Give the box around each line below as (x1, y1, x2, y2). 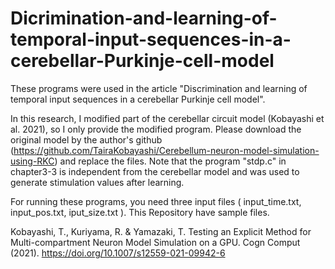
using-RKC (10, 155, 55, 167)
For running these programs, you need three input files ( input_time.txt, (10, 195, 302, 207)
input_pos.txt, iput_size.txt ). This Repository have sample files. (10, 206, 270, 218)
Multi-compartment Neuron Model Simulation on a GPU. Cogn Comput (10, 236, 301, 248)
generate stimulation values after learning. (10, 176, 185, 188)
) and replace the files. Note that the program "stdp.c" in (54, 155, 287, 167)
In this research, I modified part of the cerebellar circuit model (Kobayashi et (10, 112, 325, 124)
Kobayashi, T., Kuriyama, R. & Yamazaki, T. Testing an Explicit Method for (10, 225, 312, 237)
